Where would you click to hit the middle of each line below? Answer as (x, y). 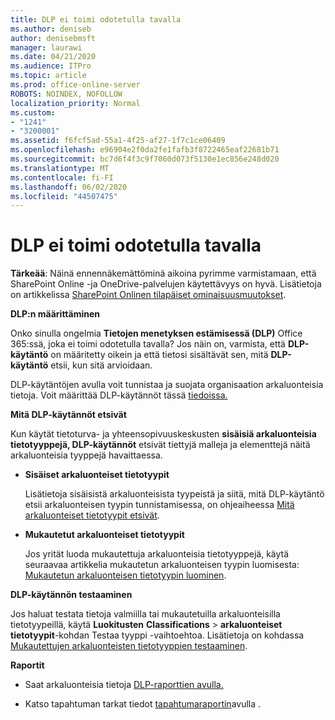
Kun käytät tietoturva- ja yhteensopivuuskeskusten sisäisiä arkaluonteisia (163, 434)
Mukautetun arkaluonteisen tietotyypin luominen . (125, 575)
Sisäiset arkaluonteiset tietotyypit (97, 475)
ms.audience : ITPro (51, 66)
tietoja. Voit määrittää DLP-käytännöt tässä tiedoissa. (119, 395)
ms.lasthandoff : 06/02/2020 (69, 187)
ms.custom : (33, 112)
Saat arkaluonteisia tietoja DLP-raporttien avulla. (124, 685)
